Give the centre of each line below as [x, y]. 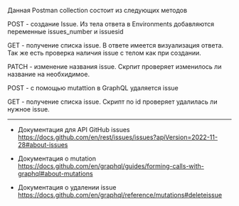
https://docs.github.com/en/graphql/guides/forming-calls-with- [111, 166]
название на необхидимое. [49, 74]
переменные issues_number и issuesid [65, 32]
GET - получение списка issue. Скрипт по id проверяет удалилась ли [112, 102]
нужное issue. [28, 109]
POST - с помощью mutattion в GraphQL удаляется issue [93, 88]
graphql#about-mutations [55, 174]
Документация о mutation [57, 158]
